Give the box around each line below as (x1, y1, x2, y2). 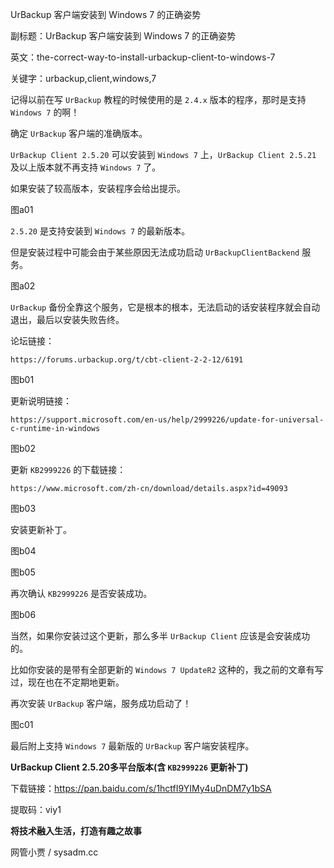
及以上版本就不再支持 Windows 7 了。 (10, 161, 162, 173)
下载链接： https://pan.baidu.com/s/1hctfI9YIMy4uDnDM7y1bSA (10, 783, 272, 794)
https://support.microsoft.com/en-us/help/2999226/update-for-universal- (10, 415, 325, 425)
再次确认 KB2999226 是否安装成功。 (10, 588, 153, 599)
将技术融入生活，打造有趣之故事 (10, 825, 142, 837)
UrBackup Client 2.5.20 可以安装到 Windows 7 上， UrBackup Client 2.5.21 (10, 149, 317, 160)
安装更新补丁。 (10, 524, 72, 535)
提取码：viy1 (10, 804, 62, 815)
